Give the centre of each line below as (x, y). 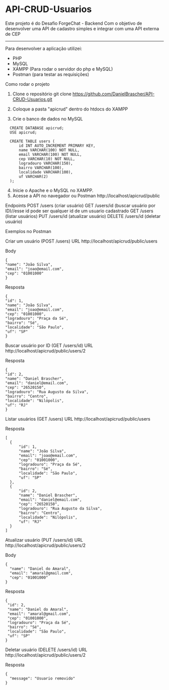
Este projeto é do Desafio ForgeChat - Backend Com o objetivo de (74, 23)
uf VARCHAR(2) (33, 177)
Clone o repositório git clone (42, 94)
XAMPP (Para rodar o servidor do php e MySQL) (63, 69)
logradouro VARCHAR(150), (46, 163)
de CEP (13, 34)
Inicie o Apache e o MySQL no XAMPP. (53, 190)
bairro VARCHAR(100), (41, 167)
